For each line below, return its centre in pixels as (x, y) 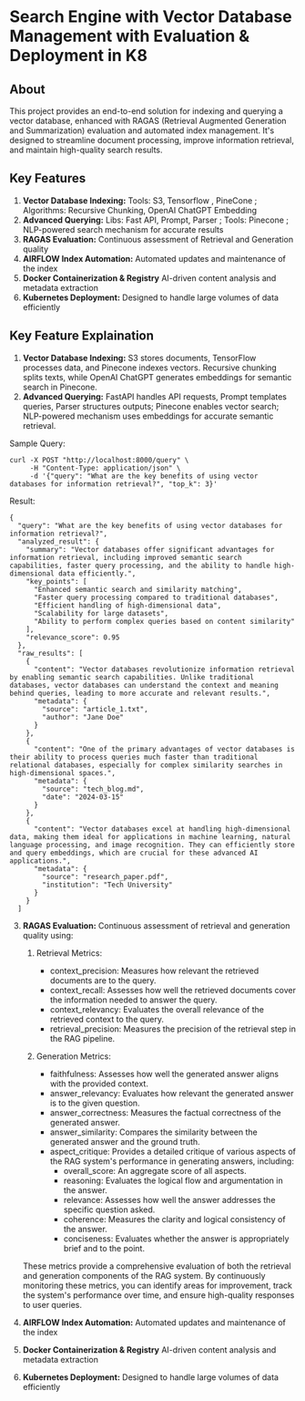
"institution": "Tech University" (107, 885)
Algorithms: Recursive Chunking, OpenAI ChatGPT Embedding (140, 210)
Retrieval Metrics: (69, 953)
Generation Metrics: (73, 1056)
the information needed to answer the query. (133, 1000)
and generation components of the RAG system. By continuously (144, 1275)
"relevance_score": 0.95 (73, 637)
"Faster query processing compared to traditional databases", (156, 597)
